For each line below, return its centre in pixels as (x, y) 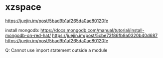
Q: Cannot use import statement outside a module (56, 50)
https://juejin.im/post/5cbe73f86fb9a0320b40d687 (105, 35)
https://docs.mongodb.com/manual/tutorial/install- (92, 30)
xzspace (23, 7)
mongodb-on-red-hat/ (28, 35)
